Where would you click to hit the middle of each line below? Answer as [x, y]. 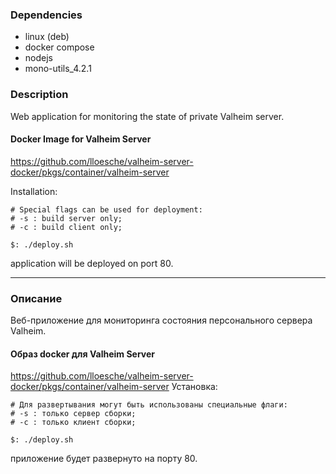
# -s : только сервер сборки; [73, 414]
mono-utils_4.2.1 [58, 69]
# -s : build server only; [66, 218]
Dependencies [46, 15]
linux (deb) [47, 37]
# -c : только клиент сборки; [73, 423]
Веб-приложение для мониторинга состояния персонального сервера [161, 320]
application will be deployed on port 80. [92, 263]
